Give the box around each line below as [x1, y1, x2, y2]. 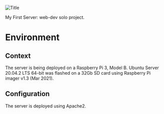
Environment [5, 32, 60, 43]
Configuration [5, 90, 50, 98]
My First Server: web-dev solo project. [5, 14, 85, 20]
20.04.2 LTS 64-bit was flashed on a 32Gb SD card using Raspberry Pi [5, 70, 151, 76]
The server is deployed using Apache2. [5, 103, 86, 109]
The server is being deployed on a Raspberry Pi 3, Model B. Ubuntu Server [5, 65, 159, 71]
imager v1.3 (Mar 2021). [5, 75, 54, 81]
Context [5, 51, 31, 60]
